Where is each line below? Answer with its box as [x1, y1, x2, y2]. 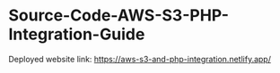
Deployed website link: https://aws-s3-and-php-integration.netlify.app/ [8, 53, 271, 64]
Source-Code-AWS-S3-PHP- [8, 5, 230, 26]
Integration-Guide [8, 24, 145, 45]
